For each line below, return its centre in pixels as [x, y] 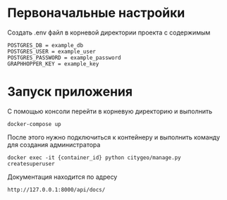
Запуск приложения [70, 92]
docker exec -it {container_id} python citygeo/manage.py [94, 157]
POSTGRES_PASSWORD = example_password [64, 58]
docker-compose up [34, 124]
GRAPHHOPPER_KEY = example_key [53, 64]
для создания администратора [54, 144]
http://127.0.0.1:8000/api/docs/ [56, 189]
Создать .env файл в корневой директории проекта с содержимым [109, 32]
